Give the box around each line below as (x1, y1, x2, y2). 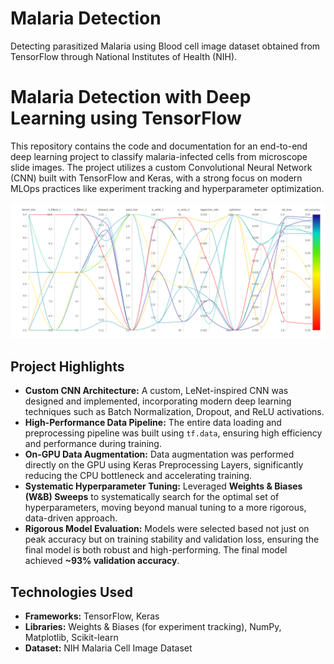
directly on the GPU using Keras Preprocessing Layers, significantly (24, 459, 304, 471)
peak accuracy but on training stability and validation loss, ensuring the (24, 533, 320, 546)
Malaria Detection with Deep (10, 86, 252, 109)
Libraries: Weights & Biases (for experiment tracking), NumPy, (24, 621, 282, 633)
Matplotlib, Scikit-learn (24, 632, 119, 644)
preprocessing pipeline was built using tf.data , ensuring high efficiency (24, 427, 323, 439)
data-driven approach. (24, 512, 118, 524)
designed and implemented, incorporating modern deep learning (24, 395, 292, 407)
